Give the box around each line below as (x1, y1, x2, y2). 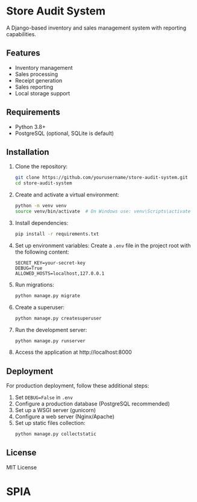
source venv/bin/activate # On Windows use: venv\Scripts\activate (14, 209, 191, 215)
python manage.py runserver (14, 337, 86, 344)
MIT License (6, 463, 37, 471)
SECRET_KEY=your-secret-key (14, 260, 86, 266)
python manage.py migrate (14, 292, 80, 299)
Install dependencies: (14, 219, 69, 227)
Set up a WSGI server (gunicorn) (14, 407, 96, 414)
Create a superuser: (14, 303, 65, 311)
